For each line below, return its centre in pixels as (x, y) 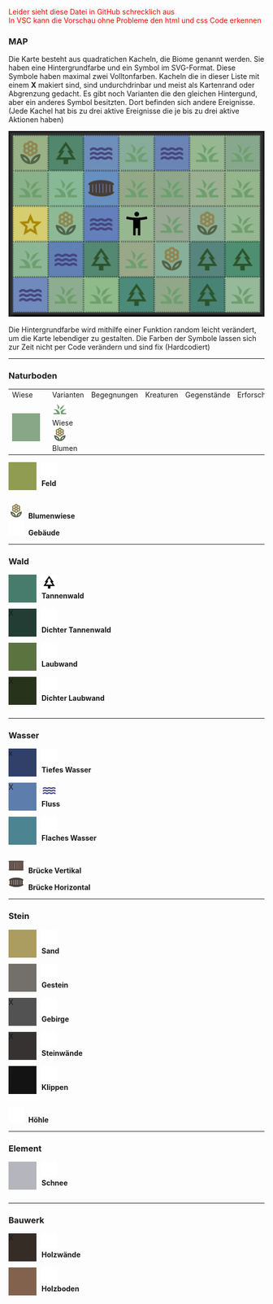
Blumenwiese (52, 515)
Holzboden (61, 1289)
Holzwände (61, 1255)
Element (25, 1149)
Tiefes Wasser (67, 770)
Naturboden (33, 375)
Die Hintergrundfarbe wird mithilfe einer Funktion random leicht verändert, (132, 330)
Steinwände (62, 1052)
